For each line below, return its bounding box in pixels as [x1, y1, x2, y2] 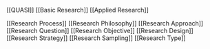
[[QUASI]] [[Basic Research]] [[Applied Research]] [6, 6, 149, 14]
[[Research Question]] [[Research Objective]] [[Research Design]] [6, 27, 193, 35]
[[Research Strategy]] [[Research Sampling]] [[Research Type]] [6, 34, 187, 42]
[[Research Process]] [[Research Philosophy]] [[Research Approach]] [6, 19, 204, 27]
